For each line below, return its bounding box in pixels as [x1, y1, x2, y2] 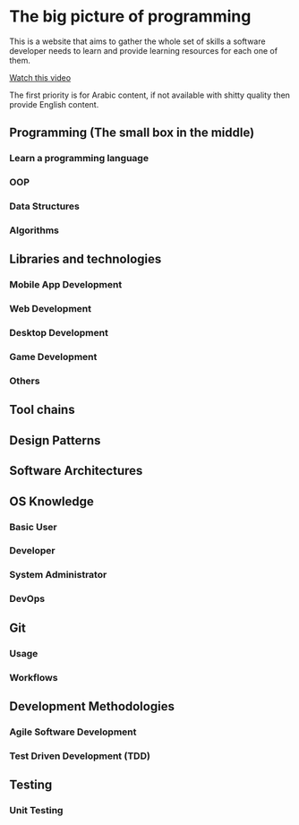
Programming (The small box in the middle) [9, 125, 255, 141]
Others [9, 374, 40, 387]
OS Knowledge [9, 494, 94, 509]
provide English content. [9, 99, 99, 109]
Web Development [9, 303, 92, 315]
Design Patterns [9, 433, 101, 448]
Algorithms [9, 224, 60, 236]
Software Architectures [9, 463, 143, 478]
